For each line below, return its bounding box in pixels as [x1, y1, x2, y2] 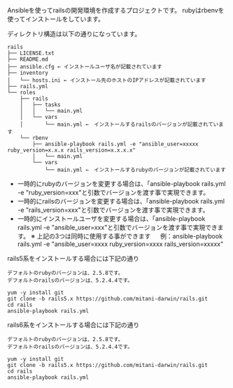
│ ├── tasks [20, 101, 61, 108]
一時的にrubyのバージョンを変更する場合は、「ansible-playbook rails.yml [17, 180, 226, 187]
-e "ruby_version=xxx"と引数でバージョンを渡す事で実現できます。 [17, 188, 210, 196]
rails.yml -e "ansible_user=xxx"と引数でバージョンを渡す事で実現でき [17, 223, 218, 231]
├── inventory [7, 69, 49, 76]
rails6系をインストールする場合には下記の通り [7, 321, 140, 329]
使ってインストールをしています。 [7, 15, 105, 23]
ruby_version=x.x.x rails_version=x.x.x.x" [7, 147, 136, 154]
